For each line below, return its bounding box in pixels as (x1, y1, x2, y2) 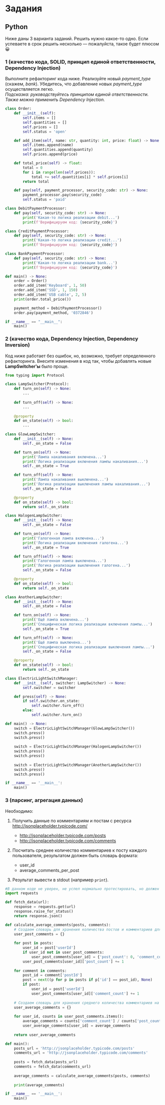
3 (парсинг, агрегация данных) (5, 797, 83, 804)
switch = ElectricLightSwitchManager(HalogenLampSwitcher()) (14, 744, 141, 749)
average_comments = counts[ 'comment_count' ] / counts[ (23, 1019, 137, 1024)
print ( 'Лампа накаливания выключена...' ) (23, 477, 109, 482)
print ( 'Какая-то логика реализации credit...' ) (23, 238, 122, 243)
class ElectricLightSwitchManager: (5, 676, 78, 681)
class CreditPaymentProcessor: (5, 229, 69, 234)
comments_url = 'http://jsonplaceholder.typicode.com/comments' (14, 1050, 148, 1055)
